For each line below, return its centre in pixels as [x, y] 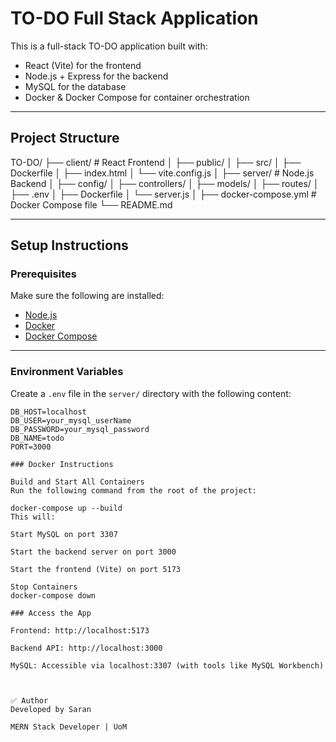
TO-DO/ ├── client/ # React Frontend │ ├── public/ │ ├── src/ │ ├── [156, 162]
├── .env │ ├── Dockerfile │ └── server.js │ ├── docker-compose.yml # [163, 194]
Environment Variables [67, 372]
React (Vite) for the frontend [83, 65]
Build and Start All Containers [77, 482]
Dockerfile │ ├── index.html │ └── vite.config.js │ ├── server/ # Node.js [162, 173]
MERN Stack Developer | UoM [69, 727]
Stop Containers [44, 587]
